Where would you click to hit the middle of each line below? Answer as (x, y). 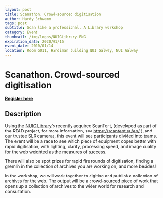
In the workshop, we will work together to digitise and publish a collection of (81, 176)
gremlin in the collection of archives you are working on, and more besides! (81, 166)
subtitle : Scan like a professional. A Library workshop (64, 28)
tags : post (16, 23)
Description (23, 114)
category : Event (21, 32)
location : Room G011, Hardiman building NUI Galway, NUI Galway (72, 50)
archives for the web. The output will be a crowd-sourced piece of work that (81, 181)
